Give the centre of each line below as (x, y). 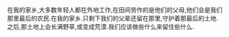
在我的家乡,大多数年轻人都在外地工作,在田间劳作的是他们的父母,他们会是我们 (115, 10)
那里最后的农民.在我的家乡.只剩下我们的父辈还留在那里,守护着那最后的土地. (113, 18)
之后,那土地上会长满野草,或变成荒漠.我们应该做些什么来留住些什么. (101, 27)
